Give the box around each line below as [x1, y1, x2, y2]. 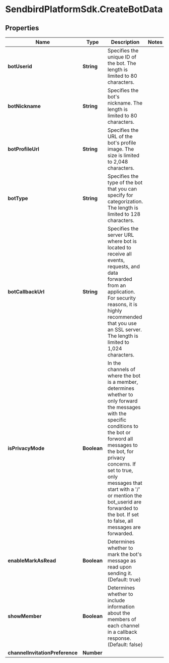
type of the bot [107, 179, 143, 186]
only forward [107, 397, 138, 404]
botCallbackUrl [8, 288, 45, 295]
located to [107, 244, 132, 251]
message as [107, 557, 136, 564]
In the [107, 360, 121, 367]
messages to [107, 442, 138, 448]
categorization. [107, 198, 143, 205]
